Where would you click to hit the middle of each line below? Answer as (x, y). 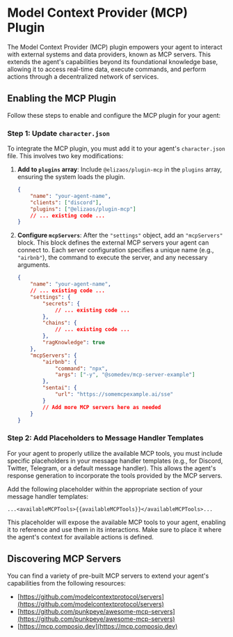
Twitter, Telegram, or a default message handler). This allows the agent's (112, 468)
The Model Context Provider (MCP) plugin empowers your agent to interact (115, 47)
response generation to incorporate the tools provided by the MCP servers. (115, 475)
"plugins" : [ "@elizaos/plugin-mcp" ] (83, 209)
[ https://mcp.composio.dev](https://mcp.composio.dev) (97, 626)
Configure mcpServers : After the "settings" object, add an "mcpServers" (120, 236)
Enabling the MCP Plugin (62, 99)
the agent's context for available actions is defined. (81, 537)
